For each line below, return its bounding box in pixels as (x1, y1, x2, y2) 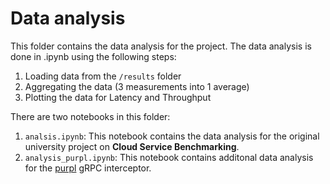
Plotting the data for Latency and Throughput (24, 91, 212, 103)
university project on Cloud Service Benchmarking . (24, 140, 240, 152)
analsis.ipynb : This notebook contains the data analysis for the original (24, 130, 320, 142)
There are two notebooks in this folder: (10, 110, 171, 122)
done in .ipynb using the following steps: (10, 50, 177, 62)
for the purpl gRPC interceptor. (24, 162, 152, 174)
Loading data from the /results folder (24, 70, 182, 82)
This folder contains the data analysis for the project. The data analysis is (10, 40, 312, 52)
